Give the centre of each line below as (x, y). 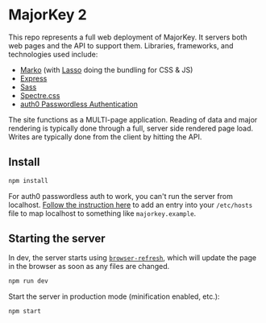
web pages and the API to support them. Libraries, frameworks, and (121, 45)
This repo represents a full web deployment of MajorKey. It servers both (128, 37)
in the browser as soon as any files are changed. (89, 267)
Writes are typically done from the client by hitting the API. (105, 137)
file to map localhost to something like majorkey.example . (102, 213)
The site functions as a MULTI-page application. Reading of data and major (133, 119)
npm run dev (28, 281)
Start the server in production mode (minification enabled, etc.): (114, 296)
